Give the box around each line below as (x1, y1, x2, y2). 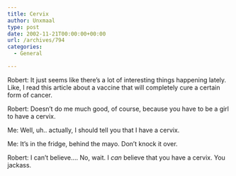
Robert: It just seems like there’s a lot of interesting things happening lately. (7, 75, 227, 84)
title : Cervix (7, 10, 50, 18)
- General (13, 50, 43, 57)
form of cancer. (7, 90, 53, 99)
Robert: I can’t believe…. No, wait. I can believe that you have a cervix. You (7, 153, 225, 162)
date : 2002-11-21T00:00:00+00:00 (7, 30, 106, 38)
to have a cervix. (7, 111, 56, 121)
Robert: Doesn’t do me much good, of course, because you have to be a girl (7, 104, 229, 113)
